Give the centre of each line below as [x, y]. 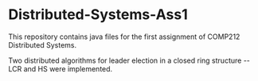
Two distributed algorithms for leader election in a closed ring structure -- [129, 60]
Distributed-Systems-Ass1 [98, 15]
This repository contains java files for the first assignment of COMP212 [124, 37]
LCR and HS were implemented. [61, 68]
